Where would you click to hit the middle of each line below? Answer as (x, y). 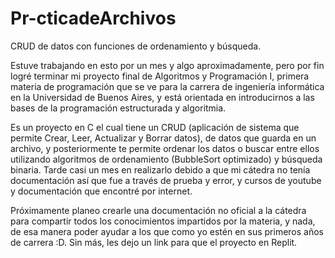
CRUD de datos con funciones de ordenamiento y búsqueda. (136, 46)
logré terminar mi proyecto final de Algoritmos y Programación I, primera (160, 76)
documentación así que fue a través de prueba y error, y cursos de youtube (166, 180)
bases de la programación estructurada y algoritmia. (118, 108)
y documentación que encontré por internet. (101, 191)
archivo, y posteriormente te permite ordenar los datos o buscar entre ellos (165, 148)
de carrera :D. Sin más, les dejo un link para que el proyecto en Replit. (154, 242)
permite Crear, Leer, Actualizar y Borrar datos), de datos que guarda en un (163, 138)
